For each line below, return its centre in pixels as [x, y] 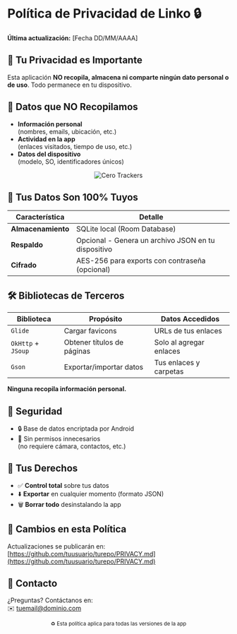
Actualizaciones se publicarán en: [56, 546]
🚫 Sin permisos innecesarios [59, 439]
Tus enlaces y [177, 363]
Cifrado [24, 265]
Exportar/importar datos [104, 367]
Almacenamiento [40, 229]
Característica [40, 217]
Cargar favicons [90, 331]
